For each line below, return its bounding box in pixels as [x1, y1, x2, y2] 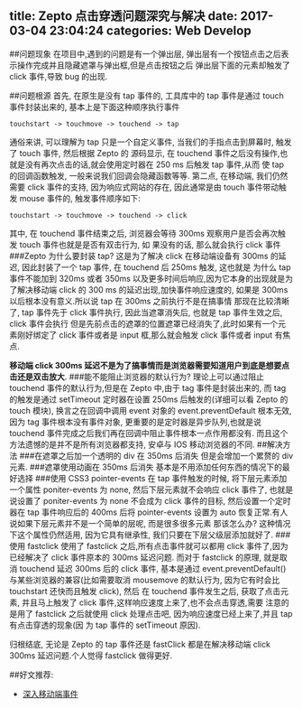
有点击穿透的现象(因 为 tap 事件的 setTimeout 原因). [9, 619, 201, 630]
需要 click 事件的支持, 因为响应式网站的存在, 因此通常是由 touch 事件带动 [9, 182, 279, 192]
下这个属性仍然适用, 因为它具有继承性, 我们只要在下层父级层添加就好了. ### [9, 529, 291, 540]
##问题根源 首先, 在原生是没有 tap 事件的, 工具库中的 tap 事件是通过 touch [9, 89, 284, 101]
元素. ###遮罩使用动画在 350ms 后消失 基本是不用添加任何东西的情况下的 [9, 461, 282, 472]
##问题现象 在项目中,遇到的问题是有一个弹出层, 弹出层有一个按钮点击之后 [9, 48, 281, 59]
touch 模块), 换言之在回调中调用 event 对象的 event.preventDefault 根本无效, [9, 405, 292, 415]
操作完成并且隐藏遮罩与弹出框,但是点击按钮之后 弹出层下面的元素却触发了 [16, 60, 290, 70]
